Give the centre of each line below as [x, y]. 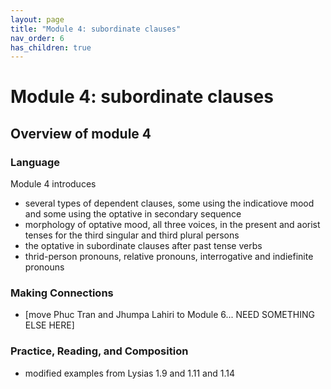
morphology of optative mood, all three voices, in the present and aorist [172, 225]
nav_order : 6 [37, 38]
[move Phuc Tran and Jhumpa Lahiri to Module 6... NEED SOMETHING [169, 315]
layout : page [37, 19]
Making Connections [62, 293]
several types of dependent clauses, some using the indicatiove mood [169, 203]
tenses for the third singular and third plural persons [132, 235]
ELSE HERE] [49, 325]
